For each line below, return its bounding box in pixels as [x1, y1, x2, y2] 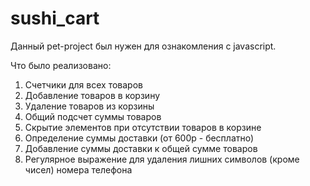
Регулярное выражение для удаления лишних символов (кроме [24, 153, 300, 165]
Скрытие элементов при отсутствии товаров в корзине [24, 121, 262, 133]
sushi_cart [10, 7, 100, 30]
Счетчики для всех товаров [24, 78, 143, 91]
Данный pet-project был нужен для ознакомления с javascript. [10, 40, 277, 52]
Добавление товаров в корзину [24, 89, 161, 101]
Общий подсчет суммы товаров [24, 110, 162, 122]
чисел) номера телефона [24, 163, 133, 176]
